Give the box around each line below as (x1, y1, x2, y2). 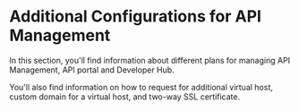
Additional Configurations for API (9, 6, 262, 27)
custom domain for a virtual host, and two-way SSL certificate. (9, 91, 241, 102)
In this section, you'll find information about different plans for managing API (9, 55, 291, 65)
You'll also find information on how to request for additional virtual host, (9, 81, 273, 92)
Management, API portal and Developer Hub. (9, 64, 175, 75)
